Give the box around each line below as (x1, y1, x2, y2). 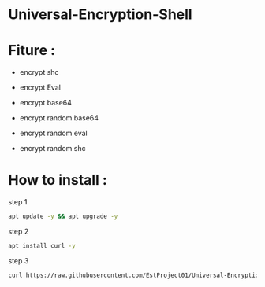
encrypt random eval (19, 128, 88, 138)
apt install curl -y (8, 241, 77, 249)
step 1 (8, 197, 28, 207)
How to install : (8, 171, 108, 189)
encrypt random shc (19, 144, 86, 153)
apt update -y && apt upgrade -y (8, 212, 118, 221)
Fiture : (8, 42, 56, 60)
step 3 (8, 256, 29, 265)
